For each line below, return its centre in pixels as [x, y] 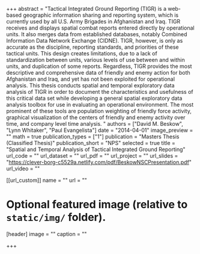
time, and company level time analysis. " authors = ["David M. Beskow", [95, 124]
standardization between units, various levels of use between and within [95, 60]
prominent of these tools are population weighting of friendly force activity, [99, 111]
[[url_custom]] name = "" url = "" [47, 180]
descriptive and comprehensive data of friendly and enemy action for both [98, 73]
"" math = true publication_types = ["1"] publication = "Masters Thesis [93, 137]
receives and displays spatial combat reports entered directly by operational [100, 28]
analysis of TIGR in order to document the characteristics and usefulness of [100, 92]
